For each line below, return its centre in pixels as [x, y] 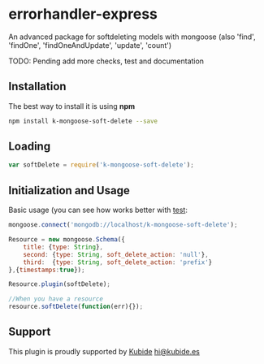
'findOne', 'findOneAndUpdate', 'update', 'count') [90, 45]
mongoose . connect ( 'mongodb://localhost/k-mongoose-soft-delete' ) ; [123, 225]
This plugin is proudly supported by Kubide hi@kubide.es [104, 351]
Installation [37, 87]
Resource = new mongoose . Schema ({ [67, 240]
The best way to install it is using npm [72, 106]
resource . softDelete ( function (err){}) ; [76, 307]
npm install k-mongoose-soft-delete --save [83, 121]
